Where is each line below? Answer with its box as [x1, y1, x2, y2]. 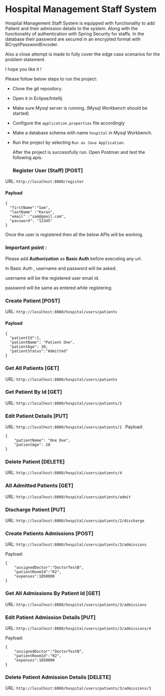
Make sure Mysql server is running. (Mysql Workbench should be [12, 105, 148, 111]
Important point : [5, 244, 47, 251]
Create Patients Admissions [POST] [5, 530, 94, 537]
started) [12, 110, 29, 116]
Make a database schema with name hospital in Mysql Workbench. [12, 129, 153, 136]
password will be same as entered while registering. [5, 285, 113, 291]
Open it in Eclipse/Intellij [12, 95, 63, 101]
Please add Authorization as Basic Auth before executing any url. [5, 256, 142, 262]
